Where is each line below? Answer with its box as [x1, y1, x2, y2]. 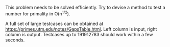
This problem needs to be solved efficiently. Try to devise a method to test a [5, 5, 165, 10]
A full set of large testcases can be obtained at [5, 20, 104, 27]
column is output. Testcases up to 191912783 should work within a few [5, 31, 153, 37]
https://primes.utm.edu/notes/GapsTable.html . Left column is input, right [5, 26, 157, 32]
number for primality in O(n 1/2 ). [5, 10, 70, 17]
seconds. [5, 37, 25, 43]
